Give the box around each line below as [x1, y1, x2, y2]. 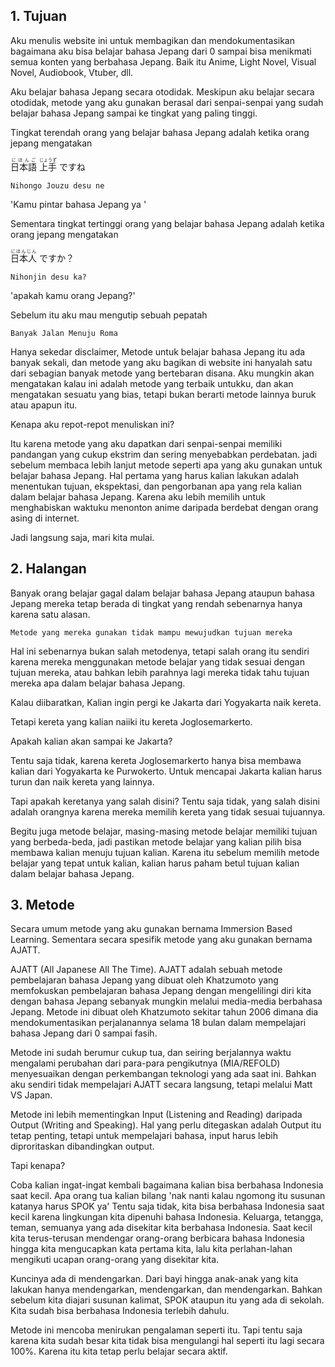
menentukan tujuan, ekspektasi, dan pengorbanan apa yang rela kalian [10, 480, 302, 492]
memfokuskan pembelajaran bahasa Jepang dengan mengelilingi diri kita [10, 985, 312, 997]
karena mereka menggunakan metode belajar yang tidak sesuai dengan [10, 655, 305, 668]
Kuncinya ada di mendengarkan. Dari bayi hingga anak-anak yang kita [10, 1273, 299, 1285]
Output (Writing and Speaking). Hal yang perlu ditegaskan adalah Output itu [10, 1119, 322, 1131]
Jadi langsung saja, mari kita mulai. [10, 531, 155, 543]
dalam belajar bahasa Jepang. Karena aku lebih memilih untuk [10, 490, 266, 503]
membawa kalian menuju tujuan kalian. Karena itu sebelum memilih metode [10, 846, 320, 858]
